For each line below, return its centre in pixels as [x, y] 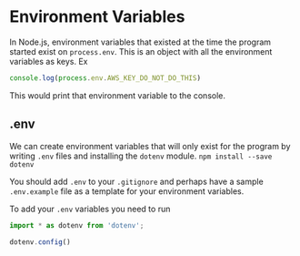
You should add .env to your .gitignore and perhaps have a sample [136, 181]
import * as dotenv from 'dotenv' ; [77, 225]
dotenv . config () [40, 242]
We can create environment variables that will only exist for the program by [150, 146]
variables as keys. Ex [49, 61]
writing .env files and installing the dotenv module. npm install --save [141, 156]
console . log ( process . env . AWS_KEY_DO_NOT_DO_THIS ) [105, 78]
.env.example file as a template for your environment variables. [127, 191]
